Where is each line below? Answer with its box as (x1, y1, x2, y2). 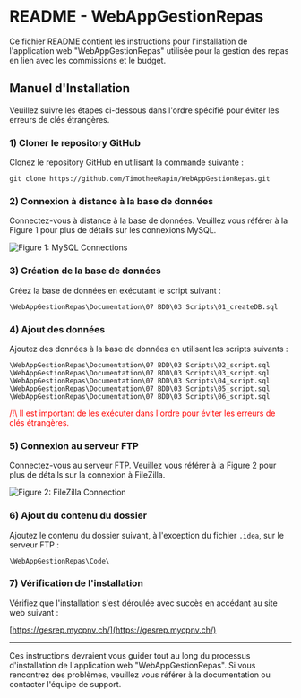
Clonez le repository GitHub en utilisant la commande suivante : (9, 157, 245, 168)
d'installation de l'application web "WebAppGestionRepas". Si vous (9, 659, 256, 670)
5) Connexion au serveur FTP (9, 439, 139, 452)
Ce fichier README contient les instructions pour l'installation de (9, 36, 248, 47)
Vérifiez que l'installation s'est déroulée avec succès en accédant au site (9, 598, 278, 608)
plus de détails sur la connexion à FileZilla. (9, 470, 166, 480)
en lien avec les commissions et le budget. (9, 55, 167, 65)
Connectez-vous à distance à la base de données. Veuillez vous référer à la (9, 215, 288, 226)
